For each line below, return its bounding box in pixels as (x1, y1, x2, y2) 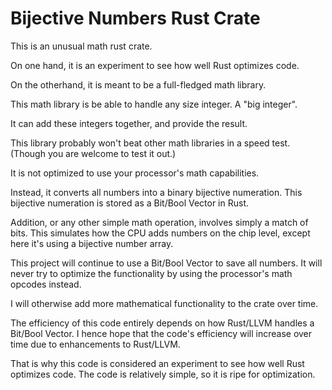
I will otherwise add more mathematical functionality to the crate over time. (10, 297, 319, 309)
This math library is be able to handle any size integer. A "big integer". (10, 98, 298, 110)
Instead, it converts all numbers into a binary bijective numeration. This (10, 186, 303, 198)
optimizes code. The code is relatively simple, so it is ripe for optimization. (10, 368, 316, 380)
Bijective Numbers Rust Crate (10, 7, 261, 30)
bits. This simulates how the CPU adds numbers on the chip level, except (10, 227, 311, 239)
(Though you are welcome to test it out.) (10, 147, 177, 159)
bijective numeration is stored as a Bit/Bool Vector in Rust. (10, 197, 250, 209)
